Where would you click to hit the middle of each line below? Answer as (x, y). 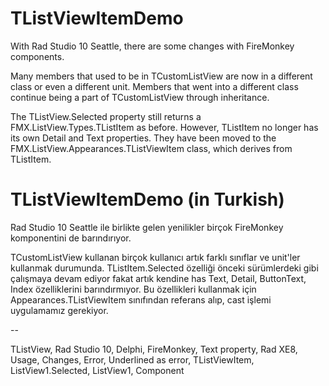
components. (37, 56)
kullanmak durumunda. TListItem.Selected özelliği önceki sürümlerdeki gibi (164, 268)
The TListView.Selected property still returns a (106, 116)
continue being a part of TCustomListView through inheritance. (140, 97)
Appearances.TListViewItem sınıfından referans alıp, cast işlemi (141, 299)
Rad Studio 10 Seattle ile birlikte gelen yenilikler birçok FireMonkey (147, 227)
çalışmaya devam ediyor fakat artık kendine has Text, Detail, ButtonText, (158, 278)
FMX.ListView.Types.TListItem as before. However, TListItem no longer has (164, 127)
